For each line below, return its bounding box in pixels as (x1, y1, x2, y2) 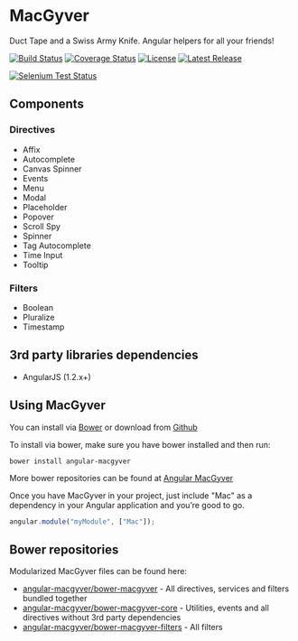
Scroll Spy (22, 220, 61, 231)
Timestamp (22, 321, 65, 332)
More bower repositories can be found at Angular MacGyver (9, 472, 234, 483)
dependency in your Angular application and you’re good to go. (9, 499, 246, 510)
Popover (22, 211, 54, 222)
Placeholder (22, 201, 68, 212)
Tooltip (22, 259, 49, 270)
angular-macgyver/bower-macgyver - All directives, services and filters (22, 583, 290, 594)
